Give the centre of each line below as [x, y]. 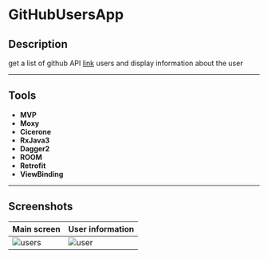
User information [101, 229]
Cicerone [35, 131]
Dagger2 [35, 148]
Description [38, 44]
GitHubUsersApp [66, 15]
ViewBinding [41, 174]
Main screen [37, 229]
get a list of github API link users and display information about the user [126, 63]
